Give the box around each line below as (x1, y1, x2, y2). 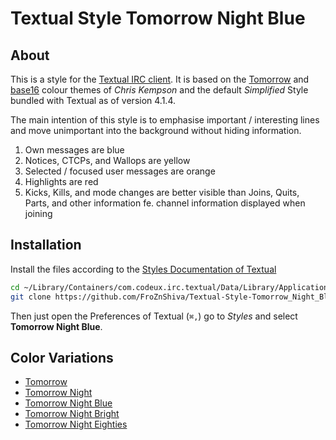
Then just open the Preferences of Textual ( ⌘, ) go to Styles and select (10, 310, 298, 322)
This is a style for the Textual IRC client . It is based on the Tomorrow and (10, 73, 310, 85)
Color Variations (10, 349, 114, 366)
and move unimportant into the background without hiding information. (10, 125, 302, 136)
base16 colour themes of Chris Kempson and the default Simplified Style (10, 84, 309, 96)
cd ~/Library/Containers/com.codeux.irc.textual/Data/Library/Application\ (10, 282, 333, 292)
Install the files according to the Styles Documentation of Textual (10, 263, 277, 275)
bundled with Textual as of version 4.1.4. (10, 95, 176, 106)
